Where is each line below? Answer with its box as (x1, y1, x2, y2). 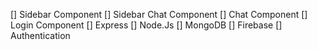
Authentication (10, 30, 71, 41)
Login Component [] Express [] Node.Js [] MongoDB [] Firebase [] (10, 19, 283, 31)
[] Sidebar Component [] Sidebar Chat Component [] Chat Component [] (10, 9, 308, 20)
